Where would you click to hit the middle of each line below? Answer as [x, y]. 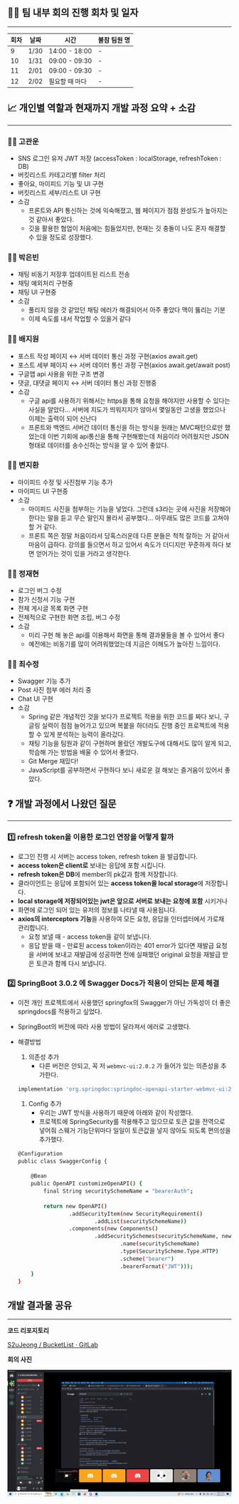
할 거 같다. [43, 527]
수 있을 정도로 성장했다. [61, 237]
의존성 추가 [43, 1056]
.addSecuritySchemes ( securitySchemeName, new [163, 1236]
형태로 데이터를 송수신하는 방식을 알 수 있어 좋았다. [99, 445]
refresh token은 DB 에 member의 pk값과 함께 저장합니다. [98, 874]
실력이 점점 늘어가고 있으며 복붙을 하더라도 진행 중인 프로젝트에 [129, 726]
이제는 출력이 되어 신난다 [63, 418]
